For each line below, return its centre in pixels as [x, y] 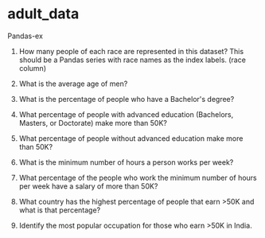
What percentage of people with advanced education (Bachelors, [126, 114]
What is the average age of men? [73, 84]
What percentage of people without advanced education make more [131, 138]
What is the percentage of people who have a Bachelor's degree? [127, 99]
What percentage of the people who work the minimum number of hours [138, 178]
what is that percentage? [60, 210]
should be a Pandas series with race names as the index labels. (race [132, 60]
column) [33, 68]
